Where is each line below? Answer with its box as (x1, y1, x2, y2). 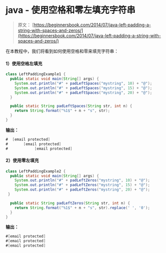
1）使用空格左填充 (5, 60, 43, 66)
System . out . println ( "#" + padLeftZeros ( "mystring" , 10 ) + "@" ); (14, 178, 150, 183)
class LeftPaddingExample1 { (5, 72, 66, 77)
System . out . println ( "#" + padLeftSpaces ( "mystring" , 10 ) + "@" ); (14, 81, 153, 86)
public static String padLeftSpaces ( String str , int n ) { (10, 103, 133, 109)
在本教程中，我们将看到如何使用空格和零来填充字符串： (5, 48, 118, 54)
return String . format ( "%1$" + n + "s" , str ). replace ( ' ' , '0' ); (14, 205, 150, 210)
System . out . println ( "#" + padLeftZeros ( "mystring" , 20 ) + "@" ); (14, 187, 150, 192)
